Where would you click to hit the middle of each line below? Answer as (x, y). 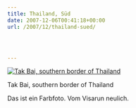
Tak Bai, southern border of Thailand (61, 85)
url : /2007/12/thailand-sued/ (52, 27)
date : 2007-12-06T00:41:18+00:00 (56, 20)
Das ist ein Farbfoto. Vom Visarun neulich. (68, 98)
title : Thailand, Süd (39, 14)
